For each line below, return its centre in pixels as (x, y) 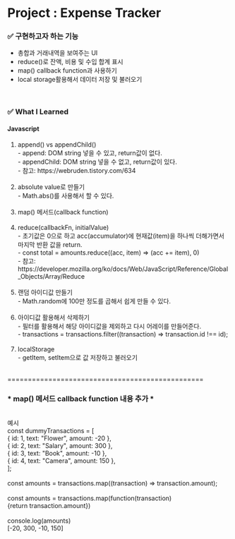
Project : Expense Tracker (84, 13)
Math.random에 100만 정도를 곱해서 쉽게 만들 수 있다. (97, 301)
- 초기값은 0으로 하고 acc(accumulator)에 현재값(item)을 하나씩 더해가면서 (121, 236)
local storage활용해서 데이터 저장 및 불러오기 (80, 80)
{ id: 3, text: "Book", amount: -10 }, (57, 453)
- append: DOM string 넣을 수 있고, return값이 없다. (90, 152)
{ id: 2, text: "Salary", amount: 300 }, (60, 445)
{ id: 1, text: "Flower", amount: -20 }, (59, 438)
